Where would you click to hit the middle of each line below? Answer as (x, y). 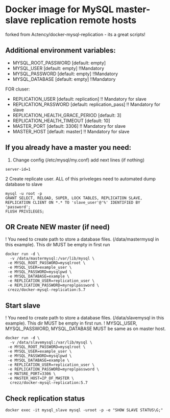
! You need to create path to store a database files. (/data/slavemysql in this (85, 318)
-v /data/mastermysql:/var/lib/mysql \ (52, 259)
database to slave (24, 184)
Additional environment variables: (60, 50)
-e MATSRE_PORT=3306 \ (32, 374)
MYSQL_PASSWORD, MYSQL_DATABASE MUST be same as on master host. (86, 329)
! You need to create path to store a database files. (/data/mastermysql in (82, 239)
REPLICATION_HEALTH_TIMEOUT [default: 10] (61, 121)
